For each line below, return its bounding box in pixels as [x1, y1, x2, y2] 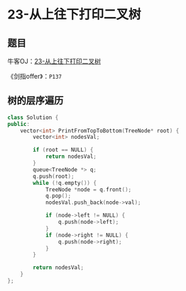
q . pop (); [45, 193, 72, 200]
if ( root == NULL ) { [33, 147, 94, 154]
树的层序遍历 [7, 95, 64, 107]
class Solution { [7, 114, 59, 121]
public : [7, 120, 31, 127]
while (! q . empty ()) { [33, 179, 97, 186]
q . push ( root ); [33, 173, 75, 180]
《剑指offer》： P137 [7, 72, 62, 80]
